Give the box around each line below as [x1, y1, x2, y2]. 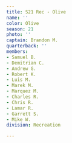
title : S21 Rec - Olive [6, 9, 67, 15]
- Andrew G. [6, 65, 36, 72]
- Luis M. [6, 77, 31, 83]
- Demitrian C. [6, 60, 45, 66]
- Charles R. [6, 94, 39, 100]
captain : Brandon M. [6, 37, 59, 43]
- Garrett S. [6, 111, 39, 117]
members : [6, 49, 28, 55]
